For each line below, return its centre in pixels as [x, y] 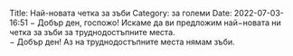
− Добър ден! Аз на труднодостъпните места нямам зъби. [122, 42]
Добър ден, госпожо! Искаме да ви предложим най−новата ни [160, 23]
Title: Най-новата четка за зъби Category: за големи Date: [121, 13]
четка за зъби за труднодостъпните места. [92, 32]
